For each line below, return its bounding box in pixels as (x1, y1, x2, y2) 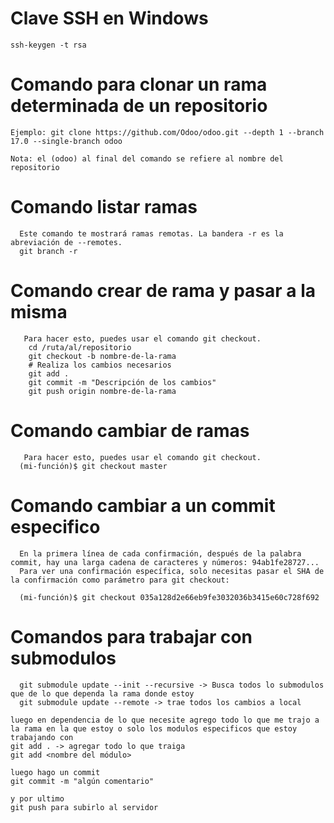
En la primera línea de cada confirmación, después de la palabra (19, 548, 302, 559)
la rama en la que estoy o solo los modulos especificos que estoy (10, 723, 298, 734)
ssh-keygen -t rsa (10, 40, 87, 50)
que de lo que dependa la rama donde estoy (10, 688, 195, 699)
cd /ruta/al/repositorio (28, 342, 132, 352)
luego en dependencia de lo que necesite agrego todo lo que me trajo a (10, 715, 320, 725)
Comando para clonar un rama (10, 73, 268, 96)
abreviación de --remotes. (10, 237, 123, 247)
